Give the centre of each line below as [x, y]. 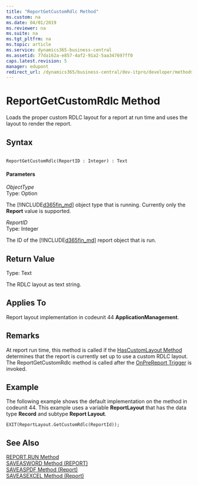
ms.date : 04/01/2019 [32, 22]
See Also [23, 443]
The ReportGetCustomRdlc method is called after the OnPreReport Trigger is [99, 362]
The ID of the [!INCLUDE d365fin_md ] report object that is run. [81, 240]
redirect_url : [24, 72]
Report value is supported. [39, 211]
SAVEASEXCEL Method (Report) [45, 476]
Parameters [21, 174]
